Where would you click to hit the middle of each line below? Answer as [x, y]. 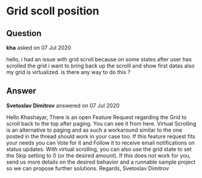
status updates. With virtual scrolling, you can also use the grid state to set [99, 149]
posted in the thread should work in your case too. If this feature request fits [101, 136]
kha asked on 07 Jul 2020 [39, 48]
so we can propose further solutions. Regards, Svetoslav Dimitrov [88, 168]
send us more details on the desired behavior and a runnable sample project [101, 162]
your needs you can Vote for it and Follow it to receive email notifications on [100, 143]
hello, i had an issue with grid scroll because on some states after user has [99, 59]
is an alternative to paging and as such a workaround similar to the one [94, 130]
